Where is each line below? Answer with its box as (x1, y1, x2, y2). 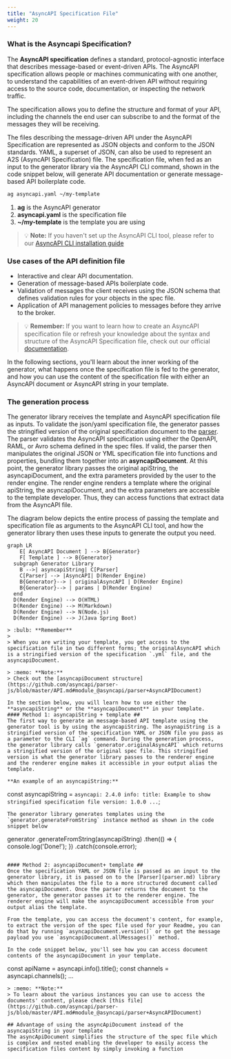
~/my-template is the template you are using (17, 218, 145, 226)
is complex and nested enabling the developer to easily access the (7, 1040, 208, 1047)
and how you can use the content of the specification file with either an (7, 372, 210, 381)
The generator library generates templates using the (7, 811, 165, 818)
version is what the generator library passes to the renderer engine (7, 754, 214, 761)
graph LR (7, 542, 32, 549)
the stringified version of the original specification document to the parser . (7, 428, 219, 436)
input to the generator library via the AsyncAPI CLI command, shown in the (7, 162, 219, 171)
